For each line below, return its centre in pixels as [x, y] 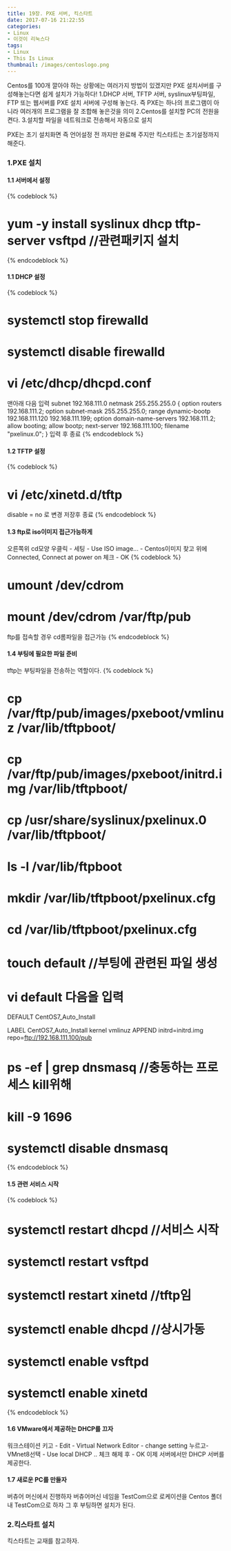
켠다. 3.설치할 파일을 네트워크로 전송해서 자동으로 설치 [80, 120]
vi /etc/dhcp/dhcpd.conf [79, 384]
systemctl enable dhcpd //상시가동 [106, 1329]
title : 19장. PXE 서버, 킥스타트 [50, 13]
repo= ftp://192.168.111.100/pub [50, 1037]
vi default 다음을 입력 [66, 997]
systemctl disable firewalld [86, 352]
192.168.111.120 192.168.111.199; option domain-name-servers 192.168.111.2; [111, 418]
